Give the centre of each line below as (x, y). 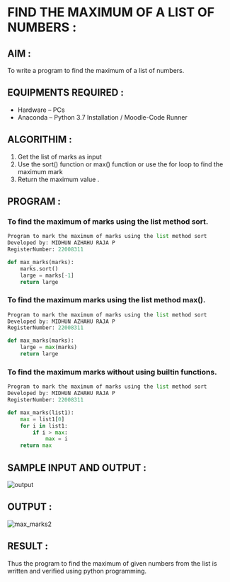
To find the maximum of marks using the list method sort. (108, 222)
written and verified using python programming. (77, 571)
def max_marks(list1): (41, 412)
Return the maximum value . (58, 179)
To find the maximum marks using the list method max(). (107, 300)
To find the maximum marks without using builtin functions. (112, 372)
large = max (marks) (49, 348)
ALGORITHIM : (40, 140)
